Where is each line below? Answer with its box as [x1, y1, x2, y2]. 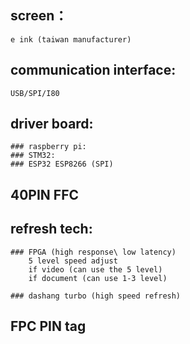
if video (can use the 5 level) [28, 264, 163, 275]
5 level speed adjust [28, 256, 118, 266]
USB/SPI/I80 [10, 88, 60, 98]
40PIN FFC [10, 186, 80, 203]
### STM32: [10, 151, 56, 161]
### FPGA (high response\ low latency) [10, 247, 177, 257]
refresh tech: [10, 221, 93, 238]
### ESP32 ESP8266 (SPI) [10, 159, 114, 170]
